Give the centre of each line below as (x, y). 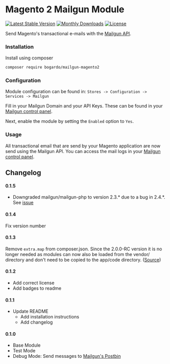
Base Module (27, 345)
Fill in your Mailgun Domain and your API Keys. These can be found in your (84, 106)
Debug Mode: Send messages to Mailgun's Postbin (67, 356)
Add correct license (34, 283)
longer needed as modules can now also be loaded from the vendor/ (78, 254)
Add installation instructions (50, 317)
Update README (30, 311)
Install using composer (29, 58)
